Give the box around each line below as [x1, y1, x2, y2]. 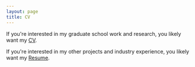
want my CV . [6, 36, 37, 43]
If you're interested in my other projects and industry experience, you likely [6, 48, 190, 55]
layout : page [6, 8, 39, 15]
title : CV [6, 14, 31, 20]
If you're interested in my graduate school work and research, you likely [6, 30, 181, 37]
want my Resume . [6, 54, 50, 61]
